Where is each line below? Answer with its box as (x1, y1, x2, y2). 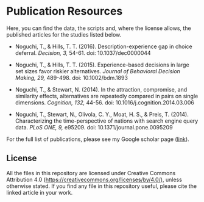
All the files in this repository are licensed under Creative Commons (6, 169, 176, 176)
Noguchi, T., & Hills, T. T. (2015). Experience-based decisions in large (15, 61, 190, 68)
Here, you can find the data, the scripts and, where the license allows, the (6, 24, 191, 32)
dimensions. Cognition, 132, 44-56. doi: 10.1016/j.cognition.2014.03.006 (15, 99, 195, 106)
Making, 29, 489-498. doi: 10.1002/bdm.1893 (15, 74, 128, 81)
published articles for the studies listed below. (6, 31, 122, 38)
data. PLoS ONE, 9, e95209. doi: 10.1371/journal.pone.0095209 (15, 123, 173, 131)
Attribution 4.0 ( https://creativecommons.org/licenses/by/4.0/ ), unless (6, 176, 183, 183)
